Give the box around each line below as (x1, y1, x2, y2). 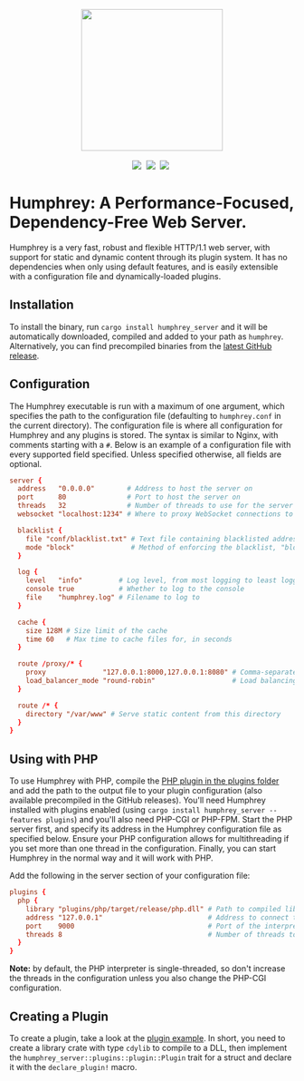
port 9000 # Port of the (25, 921, 261, 930)
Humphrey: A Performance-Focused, (9, 193, 294, 213)
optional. (9, 458, 43, 469)
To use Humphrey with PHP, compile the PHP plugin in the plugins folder (9, 775, 280, 786)
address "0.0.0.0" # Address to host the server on (17, 484, 253, 493)
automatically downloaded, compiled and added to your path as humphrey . (9, 331, 284, 342)
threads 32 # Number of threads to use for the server (17, 502, 294, 511)
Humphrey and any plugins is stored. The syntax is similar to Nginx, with (9, 429, 279, 440)
